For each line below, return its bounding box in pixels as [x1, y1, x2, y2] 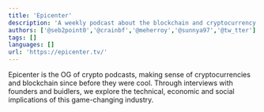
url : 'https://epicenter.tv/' [8, 48, 108, 56]
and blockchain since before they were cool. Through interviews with [8, 78, 233, 88]
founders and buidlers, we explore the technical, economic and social [8, 87, 235, 95]
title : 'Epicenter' [8, 11, 73, 20]
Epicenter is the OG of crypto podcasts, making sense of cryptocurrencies [8, 70, 251, 79]
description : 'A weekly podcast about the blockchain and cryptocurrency [8, 19, 257, 27]
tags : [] [8, 33, 37, 42]
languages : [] [8, 41, 55, 49]
